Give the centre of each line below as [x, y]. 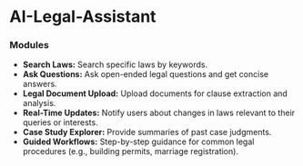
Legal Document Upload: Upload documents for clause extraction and [155, 93]
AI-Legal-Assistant [83, 17]
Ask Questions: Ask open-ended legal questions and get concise [146, 74]
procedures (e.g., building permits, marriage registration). [131, 151]
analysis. [39, 103]
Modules [30, 45]
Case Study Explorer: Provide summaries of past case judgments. [147, 132]
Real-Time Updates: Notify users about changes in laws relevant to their [159, 113]
